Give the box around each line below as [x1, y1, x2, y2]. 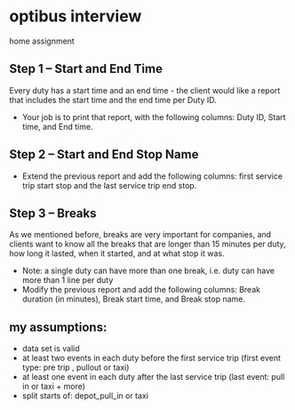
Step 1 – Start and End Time [9, 61, 163, 76]
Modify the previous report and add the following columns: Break [21, 285, 260, 295]
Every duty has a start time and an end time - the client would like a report [9, 84, 281, 95]
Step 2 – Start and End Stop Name [9, 147, 199, 162]
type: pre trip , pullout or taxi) [21, 362, 130, 373]
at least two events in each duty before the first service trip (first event [21, 353, 282, 364]
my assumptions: [9, 319, 108, 334]
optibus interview [9, 6, 142, 27]
